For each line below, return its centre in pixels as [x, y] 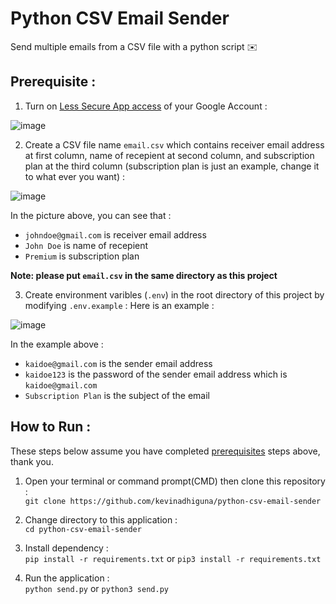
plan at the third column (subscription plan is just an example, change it [172, 166]
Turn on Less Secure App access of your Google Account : [146, 106]
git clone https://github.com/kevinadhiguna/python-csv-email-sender [173, 501]
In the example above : [57, 344]
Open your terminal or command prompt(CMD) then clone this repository [175, 481]
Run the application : [67, 578]
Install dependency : [66, 548]
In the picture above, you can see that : [91, 215]
